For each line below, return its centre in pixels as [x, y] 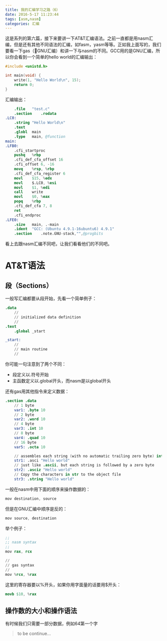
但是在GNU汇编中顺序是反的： [36, 509]
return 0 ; [24, 85]
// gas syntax [20, 565]
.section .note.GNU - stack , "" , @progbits [59, 234]
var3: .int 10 [29, 429]
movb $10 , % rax [21, 594]
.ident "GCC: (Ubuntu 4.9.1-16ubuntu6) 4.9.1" [64, 229]
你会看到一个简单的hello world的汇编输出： [53, 57]
